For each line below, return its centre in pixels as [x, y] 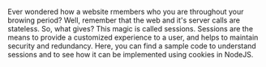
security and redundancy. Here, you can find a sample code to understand [132, 46]
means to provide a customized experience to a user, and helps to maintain [133, 37]
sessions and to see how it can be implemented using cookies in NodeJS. [131, 54]
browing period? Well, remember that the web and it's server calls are [124, 20]
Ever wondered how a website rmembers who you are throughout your [126, 12]
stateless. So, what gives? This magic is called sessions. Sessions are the [130, 29]
